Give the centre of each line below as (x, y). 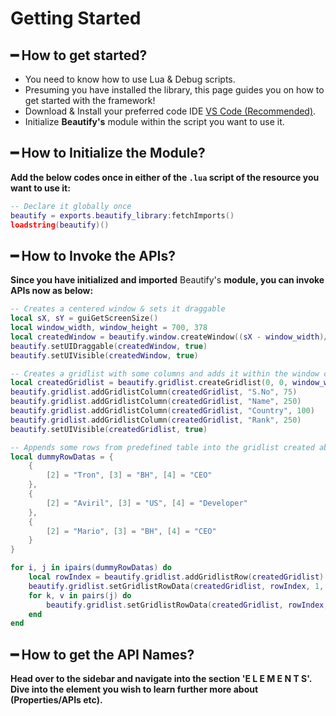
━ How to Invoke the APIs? (93, 255)
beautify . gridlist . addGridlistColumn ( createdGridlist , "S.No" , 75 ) (154, 392)
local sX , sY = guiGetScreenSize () (84, 318)
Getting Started (76, 18)
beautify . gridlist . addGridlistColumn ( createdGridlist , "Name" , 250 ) (156, 402)
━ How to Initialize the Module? (108, 153)
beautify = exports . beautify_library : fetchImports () (122, 215)
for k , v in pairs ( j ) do (80, 595)
